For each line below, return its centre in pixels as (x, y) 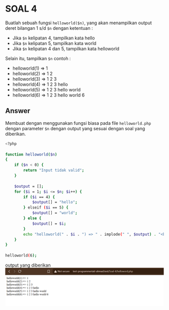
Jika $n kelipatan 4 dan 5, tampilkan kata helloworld (66, 48)
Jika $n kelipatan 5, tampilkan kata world (54, 43)
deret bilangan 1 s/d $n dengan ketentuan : (49, 28)
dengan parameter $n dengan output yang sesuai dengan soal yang (75, 128)
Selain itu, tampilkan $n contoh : (38, 58)
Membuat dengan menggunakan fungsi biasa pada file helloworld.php (78, 123)
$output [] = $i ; (49, 223)
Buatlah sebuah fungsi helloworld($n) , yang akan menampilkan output (78, 23)
